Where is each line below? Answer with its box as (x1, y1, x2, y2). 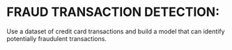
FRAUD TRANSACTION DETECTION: (6, 4, 220, 20)
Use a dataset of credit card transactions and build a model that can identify (6, 27, 225, 35)
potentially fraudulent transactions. (6, 34, 107, 42)
